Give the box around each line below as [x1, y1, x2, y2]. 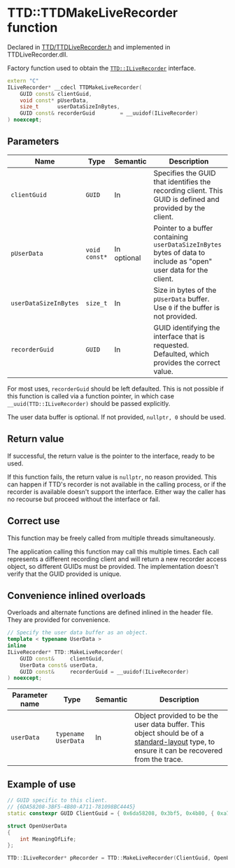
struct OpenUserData [7, 823, 68, 830]
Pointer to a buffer [153, 223, 213, 233]
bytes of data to [153, 247, 206, 257]
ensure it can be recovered [134, 746, 223, 755]
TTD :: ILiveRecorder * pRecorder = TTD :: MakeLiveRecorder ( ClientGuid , [7, 855, 211, 862]
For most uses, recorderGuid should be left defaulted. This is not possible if [7, 384, 224, 393]
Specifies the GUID [153, 168, 216, 178]
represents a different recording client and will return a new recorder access [7, 554, 227, 563]
